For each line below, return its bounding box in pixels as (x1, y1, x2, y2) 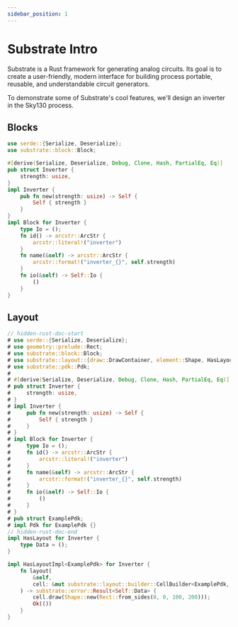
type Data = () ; (20, 541, 69, 549)
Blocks (7, 121, 38, 133)
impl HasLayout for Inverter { (7, 535, 100, 542)
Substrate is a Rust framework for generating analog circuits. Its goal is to (7, 65, 222, 73)
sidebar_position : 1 (7, 10, 69, 18)
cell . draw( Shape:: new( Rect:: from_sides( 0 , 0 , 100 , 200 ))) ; (33, 594, 211, 601)
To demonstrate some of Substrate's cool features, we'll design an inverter (7, 93, 225, 102)
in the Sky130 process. (7, 101, 74, 109)
